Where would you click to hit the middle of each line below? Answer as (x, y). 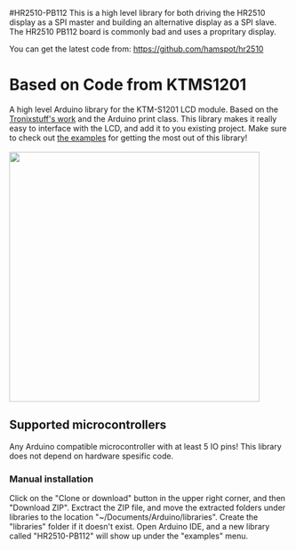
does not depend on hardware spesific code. (92, 456)
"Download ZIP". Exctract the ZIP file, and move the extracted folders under (148, 508)
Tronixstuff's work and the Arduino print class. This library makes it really (143, 118)
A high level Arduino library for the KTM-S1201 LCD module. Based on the (144, 109)
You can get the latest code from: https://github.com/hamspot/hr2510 (136, 49)
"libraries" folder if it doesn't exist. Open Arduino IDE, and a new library (140, 527)
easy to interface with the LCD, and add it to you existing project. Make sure (148, 128)
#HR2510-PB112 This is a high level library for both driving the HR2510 (137, 13)
